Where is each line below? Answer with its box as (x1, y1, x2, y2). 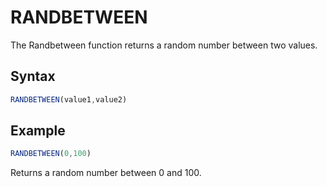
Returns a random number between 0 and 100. (10, 167, 202, 179)
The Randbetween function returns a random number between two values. (10, 39, 318, 51)
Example (10, 122, 66, 140)
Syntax (10, 68, 56, 85)
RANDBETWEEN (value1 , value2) (10, 94, 128, 105)
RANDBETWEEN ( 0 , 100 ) (10, 149, 92, 159)
